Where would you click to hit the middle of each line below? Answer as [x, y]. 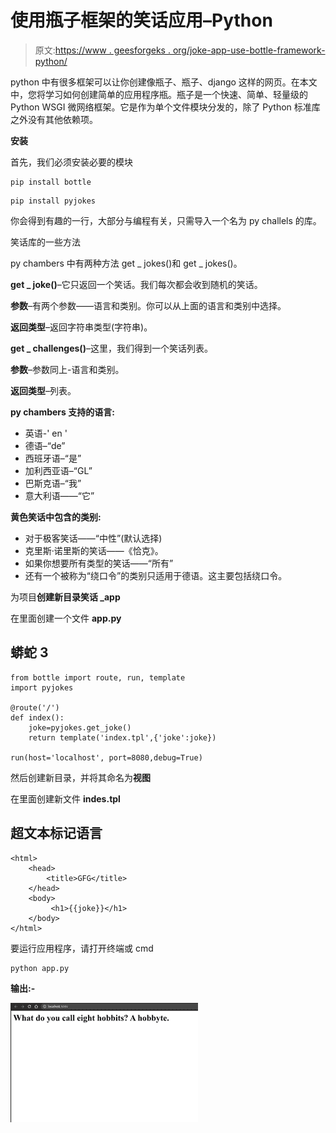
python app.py [40, 968]
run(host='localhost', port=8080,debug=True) [106, 757]
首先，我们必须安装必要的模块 [71, 162]
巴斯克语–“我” [53, 483]
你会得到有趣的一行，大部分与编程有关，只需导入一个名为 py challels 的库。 [166, 220]
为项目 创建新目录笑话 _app [65, 597]
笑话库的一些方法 [45, 242]
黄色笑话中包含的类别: [56, 517]
